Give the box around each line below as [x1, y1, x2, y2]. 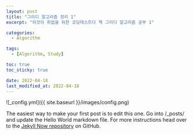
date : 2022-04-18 [6, 77, 48, 83]
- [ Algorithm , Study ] [11, 51, 64, 57]
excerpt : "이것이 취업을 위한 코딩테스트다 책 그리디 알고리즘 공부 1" [6, 19, 155, 25]
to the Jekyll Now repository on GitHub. [6, 123, 101, 130]
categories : [6, 30, 35, 35]
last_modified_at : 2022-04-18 [6, 83, 80, 89]
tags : [6, 46, 19, 52]
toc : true [6, 62, 30, 67]
